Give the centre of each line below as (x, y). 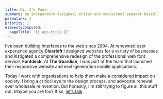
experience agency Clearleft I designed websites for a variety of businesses (81, 51)
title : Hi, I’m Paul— (27, 9)
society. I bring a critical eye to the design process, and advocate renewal (79, 81)
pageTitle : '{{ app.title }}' (40, 32)
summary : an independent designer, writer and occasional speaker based (80, 14)
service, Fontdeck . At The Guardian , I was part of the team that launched (79, 61)
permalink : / (18, 18)
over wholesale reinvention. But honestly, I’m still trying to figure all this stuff (81, 86)
